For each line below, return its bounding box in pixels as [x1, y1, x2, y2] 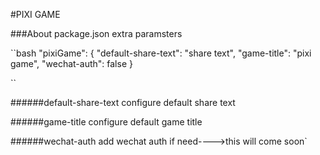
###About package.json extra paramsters [10, 28, 183, 39]
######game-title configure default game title [10, 116, 203, 128]
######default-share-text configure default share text [10, 97, 236, 108]
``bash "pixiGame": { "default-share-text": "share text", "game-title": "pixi [10, 47, 312, 59]
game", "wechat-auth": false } [10, 58, 133, 69]
